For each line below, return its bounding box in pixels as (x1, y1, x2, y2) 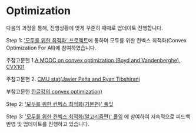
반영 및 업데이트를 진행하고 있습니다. (6, 120, 89, 127)
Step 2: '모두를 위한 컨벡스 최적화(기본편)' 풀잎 (6, 100, 114, 107)
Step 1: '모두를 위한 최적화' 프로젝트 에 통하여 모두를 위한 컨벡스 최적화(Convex (6, 36, 187, 44)
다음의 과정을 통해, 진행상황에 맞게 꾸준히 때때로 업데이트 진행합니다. (6, 24, 163, 31)
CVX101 (6, 63, 25, 70)
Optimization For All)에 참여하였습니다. (6, 44, 97, 51)
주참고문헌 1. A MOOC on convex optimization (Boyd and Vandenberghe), (6, 56, 181, 64)
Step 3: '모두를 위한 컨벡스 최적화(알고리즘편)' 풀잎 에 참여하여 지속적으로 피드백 (6, 113, 191, 120)
